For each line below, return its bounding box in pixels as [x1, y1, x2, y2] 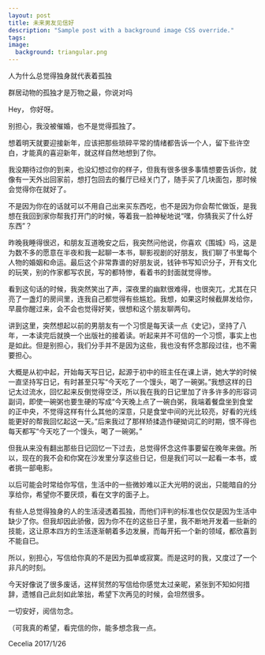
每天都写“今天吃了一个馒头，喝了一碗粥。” [8, 427, 143, 435]
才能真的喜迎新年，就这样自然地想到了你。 [21, 148, 160, 157]
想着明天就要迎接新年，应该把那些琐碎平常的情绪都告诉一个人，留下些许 [8, 138, 243, 147]
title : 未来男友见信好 [8, 19, 75, 27]
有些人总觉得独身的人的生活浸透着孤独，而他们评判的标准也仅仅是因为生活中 [8, 506, 257, 516]
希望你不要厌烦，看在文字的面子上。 [35, 490, 154, 499]
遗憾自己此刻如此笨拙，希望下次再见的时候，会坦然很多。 [21, 589, 209, 599]
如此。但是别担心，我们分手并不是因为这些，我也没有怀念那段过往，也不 [14, 341, 250, 350]
